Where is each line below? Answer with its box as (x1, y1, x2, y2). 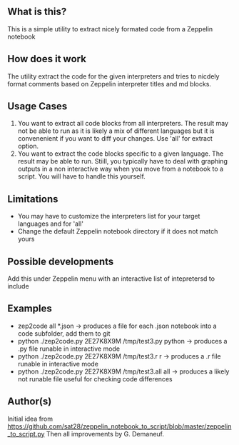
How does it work (7, 53, 87, 65)
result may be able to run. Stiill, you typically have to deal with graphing (17, 157, 228, 166)
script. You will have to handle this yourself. (17, 172, 146, 181)
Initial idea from (7, 414, 54, 423)
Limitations (7, 193, 59, 205)
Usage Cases (7, 100, 68, 113)
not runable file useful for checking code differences (17, 374, 173, 383)
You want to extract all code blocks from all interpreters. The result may (17, 119, 229, 128)
